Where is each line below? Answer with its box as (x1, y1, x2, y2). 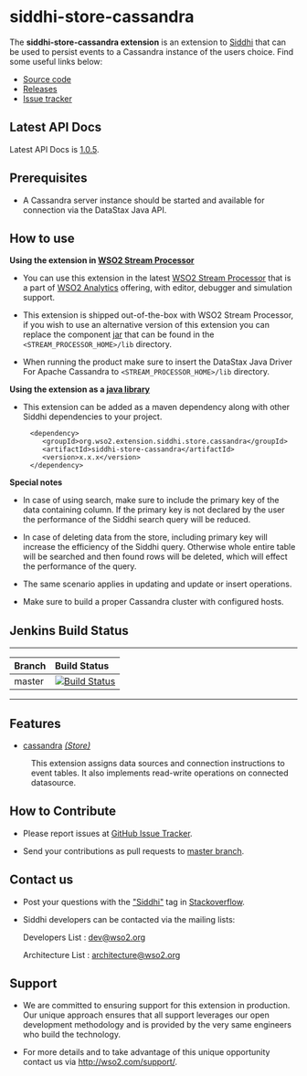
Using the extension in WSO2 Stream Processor (9, 255, 195, 266)
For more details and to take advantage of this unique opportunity (22, 1047, 270, 1058)
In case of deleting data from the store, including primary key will (22, 532, 268, 543)
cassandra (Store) (22, 740, 91, 751)
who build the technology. (22, 1029, 122, 1040)
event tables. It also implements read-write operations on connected (30, 767, 290, 778)
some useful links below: (9, 56, 103, 67)
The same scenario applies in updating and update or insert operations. (22, 578, 292, 590)
